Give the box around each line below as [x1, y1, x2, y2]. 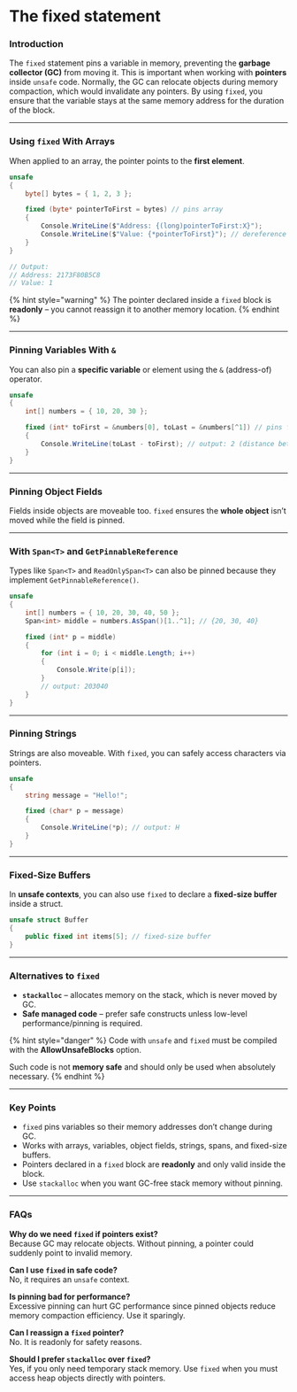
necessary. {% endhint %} [9, 1071, 105, 1081]
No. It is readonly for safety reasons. [9, 1336, 142, 1347]
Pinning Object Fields [9, 485, 103, 498]
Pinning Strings [9, 728, 77, 740]
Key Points [9, 1101, 57, 1113]
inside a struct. [9, 899, 64, 909]
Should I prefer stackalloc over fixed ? [9, 1353, 151, 1365]
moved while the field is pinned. [9, 514, 126, 525]
